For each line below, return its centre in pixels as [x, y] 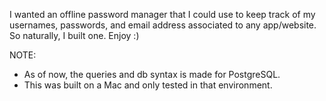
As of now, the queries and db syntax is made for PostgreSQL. [152, 74]
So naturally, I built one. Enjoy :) [74, 35]
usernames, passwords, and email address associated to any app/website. [163, 25]
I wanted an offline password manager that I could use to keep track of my [162, 14]
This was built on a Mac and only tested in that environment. [148, 85]
